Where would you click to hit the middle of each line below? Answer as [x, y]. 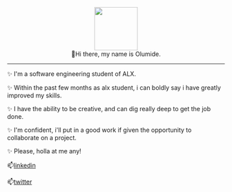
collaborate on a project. [42, 138]
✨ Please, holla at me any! [44, 151]
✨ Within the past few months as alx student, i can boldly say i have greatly [114, 88]
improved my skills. [35, 95]
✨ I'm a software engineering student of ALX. [72, 74]
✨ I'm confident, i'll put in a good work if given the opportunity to [99, 130]
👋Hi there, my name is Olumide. [116, 54]
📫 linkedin [21, 165]
